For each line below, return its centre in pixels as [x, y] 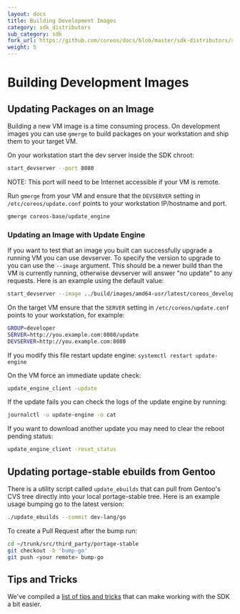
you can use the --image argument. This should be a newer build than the [115, 266]
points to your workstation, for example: [66, 315]
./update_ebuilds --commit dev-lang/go [67, 517]
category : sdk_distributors [49, 27]
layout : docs [27, 14]
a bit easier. [24, 604]
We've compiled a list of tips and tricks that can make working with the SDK [119, 597]
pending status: [30, 436]
